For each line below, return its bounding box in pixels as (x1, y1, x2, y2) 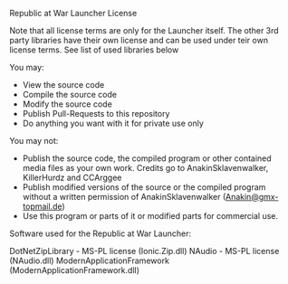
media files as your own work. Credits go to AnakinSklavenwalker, (22, 163, 269, 173)
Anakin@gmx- (225, 192, 279, 202)
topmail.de (22, 201, 62, 212)
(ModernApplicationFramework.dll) (9, 265, 140, 275)
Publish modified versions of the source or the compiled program (22, 182, 266, 193)
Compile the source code (22, 90, 118, 99)
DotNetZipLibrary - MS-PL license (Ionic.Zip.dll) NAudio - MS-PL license (9, 246, 280, 256)
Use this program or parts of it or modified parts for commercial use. (22, 211, 279, 221)
